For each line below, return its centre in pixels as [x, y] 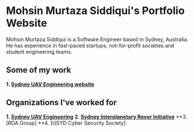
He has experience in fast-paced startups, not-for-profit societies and [90, 46]
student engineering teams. [39, 51]
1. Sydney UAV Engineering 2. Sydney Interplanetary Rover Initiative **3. [97, 117]
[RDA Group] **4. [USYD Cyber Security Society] [66, 123]
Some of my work [39, 70]
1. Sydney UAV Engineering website [50, 84]
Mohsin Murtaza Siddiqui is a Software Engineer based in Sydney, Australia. [97, 39]
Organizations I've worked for [61, 103]
